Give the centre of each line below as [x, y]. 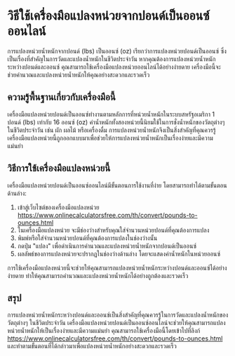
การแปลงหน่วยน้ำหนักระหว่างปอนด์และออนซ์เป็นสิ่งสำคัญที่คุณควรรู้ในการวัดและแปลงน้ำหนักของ [118, 315]
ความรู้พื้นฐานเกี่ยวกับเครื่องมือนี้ [61, 97]
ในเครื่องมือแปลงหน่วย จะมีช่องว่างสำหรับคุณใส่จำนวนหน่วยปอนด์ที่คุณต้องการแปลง [113, 230]
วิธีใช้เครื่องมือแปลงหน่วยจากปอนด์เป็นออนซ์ [108, 16]
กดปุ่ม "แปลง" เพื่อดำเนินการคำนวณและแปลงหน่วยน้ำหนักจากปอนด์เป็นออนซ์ [107, 246]
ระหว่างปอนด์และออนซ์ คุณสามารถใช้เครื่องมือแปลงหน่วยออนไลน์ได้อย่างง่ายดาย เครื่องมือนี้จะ [114, 67]
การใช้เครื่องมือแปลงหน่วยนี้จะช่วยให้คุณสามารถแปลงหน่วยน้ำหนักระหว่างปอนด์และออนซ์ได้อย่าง [117, 268]
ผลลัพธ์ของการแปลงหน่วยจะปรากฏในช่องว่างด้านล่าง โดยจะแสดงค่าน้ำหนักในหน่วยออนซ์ [119, 253]
